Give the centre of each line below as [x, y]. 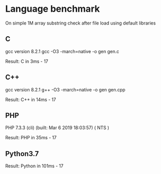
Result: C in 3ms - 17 [27, 61]
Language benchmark [53, 9]
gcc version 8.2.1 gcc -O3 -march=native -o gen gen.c [62, 51]
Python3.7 [22, 154]
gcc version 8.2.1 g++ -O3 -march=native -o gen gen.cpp [65, 89]
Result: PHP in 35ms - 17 [31, 138]
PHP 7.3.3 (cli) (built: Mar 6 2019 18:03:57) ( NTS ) [57, 128]
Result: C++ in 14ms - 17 [31, 100]
